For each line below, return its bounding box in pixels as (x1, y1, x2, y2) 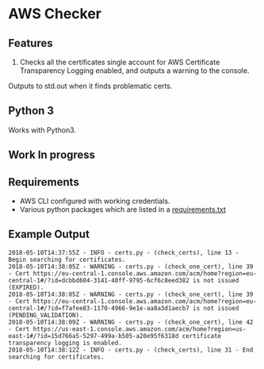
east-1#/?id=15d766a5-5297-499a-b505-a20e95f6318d (8, 332, 179, 340)
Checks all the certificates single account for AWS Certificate (19, 57, 220, 67)
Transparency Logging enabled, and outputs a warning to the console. (19, 66, 250, 75)
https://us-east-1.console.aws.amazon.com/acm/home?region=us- (33, 325, 247, 333)
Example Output (8, 228, 90, 241)
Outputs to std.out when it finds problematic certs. (8, 81, 173, 90)
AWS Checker (8, 5, 101, 23)
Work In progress (8, 148, 96, 162)
